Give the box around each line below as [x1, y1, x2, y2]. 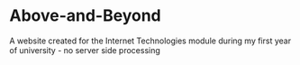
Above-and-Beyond [9, 5, 162, 26]
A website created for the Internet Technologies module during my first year [9, 35, 291, 46]
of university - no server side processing [9, 44, 160, 55]
